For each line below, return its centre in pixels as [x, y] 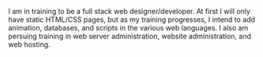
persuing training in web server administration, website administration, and [130, 36]
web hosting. [29, 45]
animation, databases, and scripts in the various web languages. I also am [128, 28]
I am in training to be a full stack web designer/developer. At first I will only [130, 11]
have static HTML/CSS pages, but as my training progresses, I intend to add [131, 20]
